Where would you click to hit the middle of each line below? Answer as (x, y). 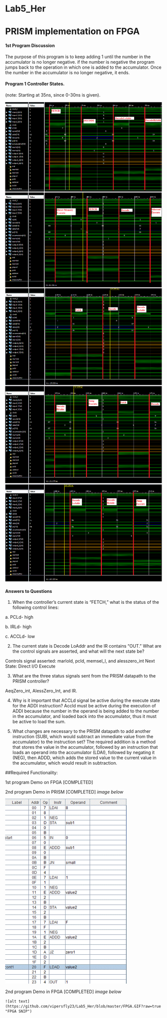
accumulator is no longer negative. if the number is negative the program (80, 62)
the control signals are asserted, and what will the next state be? (78, 651)
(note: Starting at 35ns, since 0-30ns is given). (53, 95)
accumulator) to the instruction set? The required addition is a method (84, 742)
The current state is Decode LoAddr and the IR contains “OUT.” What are (87, 646)
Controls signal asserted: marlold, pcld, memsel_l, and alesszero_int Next (80, 661)
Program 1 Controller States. (35, 84)
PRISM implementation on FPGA (73, 32)
